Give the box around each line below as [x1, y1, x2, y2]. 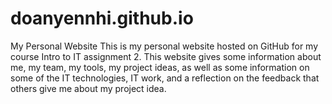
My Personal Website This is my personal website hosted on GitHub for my [10, 40, 319, 52]
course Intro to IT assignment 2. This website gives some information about [10, 50, 322, 62]
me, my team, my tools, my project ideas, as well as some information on [10, 61, 310, 73]
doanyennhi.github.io [10, 7, 194, 30]
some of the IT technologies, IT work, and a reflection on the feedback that [10, 72, 320, 84]
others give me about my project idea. [10, 82, 167, 94]
